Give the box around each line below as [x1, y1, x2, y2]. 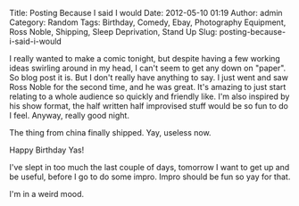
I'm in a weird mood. [9, 189, 85, 199]
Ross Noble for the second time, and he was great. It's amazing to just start [9, 82, 287, 92]
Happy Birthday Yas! [9, 144, 85, 155]
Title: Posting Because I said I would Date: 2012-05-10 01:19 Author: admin [9, 8, 283, 18]
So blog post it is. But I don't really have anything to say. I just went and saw [9, 72, 288, 83]
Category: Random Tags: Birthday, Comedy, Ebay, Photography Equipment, [9, 17, 287, 28]
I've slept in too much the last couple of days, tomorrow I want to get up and [9, 162, 290, 172]
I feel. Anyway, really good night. [9, 111, 129, 120]
